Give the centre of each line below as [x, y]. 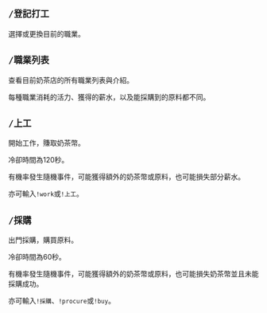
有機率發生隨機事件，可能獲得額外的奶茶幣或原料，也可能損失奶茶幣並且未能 [133, 274]
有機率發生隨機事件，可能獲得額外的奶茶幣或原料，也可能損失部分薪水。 [126, 177]
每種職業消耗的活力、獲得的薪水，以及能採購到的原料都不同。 [109, 97]
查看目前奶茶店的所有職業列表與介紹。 [71, 80]
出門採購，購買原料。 [43, 240]
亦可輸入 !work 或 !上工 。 [46, 194]
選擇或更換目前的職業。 [46, 33]
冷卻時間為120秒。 [39, 160]
